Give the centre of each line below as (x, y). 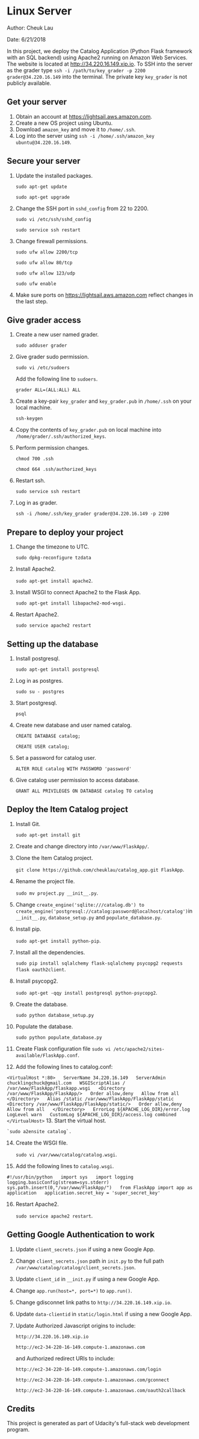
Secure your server (44, 161)
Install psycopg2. (37, 981)
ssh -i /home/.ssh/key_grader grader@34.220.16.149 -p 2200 (92, 514)
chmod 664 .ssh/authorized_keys (56, 470)
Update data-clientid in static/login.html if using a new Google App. (103, 1314)
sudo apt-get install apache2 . (54, 581)
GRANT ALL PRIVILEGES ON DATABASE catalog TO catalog (84, 791)
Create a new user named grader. (57, 335)
